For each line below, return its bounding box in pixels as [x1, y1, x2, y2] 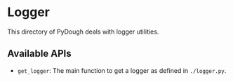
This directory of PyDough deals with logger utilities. [7, 27, 159, 36]
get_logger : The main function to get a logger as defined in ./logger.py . [17, 66, 227, 74]
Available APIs [7, 48, 72, 60]
